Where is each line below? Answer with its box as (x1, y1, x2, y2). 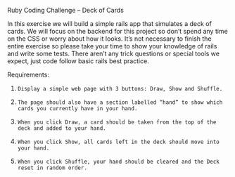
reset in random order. (17, 164, 88, 171)
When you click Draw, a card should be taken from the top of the (17, 119, 217, 126)
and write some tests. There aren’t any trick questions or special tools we (7, 49, 220, 58)
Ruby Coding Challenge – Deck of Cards (7, 6, 125, 14)
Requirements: (7, 70, 49, 79)
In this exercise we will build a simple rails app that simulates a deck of (7, 20, 212, 27)
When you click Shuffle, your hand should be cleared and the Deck (17, 158, 220, 165)
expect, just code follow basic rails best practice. (7, 57, 149, 65)
